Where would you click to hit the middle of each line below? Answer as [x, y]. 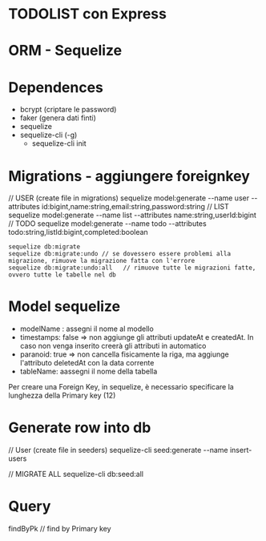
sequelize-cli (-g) [48, 135]
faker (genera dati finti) [58, 118]
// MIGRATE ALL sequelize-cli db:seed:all [76, 474]
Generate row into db [80, 428]
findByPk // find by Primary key [60, 529]
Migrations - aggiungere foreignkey [129, 176]
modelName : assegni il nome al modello [87, 329]
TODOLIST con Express [87, 14]
